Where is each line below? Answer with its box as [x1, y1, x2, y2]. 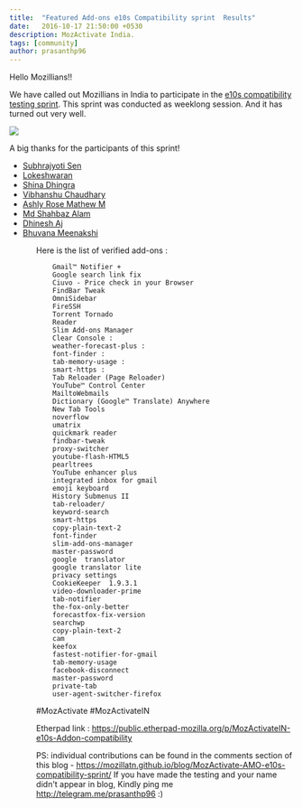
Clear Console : [52, 334, 114, 343]
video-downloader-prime [52, 587, 142, 597]
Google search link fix [52, 270, 142, 280]
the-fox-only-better [52, 603, 130, 612]
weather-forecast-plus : [52, 342, 146, 351]
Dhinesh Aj [22, 218, 63, 229]
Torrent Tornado [52, 310, 114, 319]
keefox [52, 643, 78, 652]
